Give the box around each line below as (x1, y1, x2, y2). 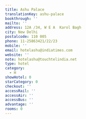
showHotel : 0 (5, 75, 32, 80)
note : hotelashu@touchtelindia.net (5, 57, 77, 62)
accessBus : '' (5, 98, 34, 102)
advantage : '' (5, 102, 34, 107)
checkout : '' (5, 84, 32, 89)
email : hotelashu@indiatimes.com (5, 48, 73, 52)
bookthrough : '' (5, 16, 38, 21)
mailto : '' (5, 20, 27, 26)
